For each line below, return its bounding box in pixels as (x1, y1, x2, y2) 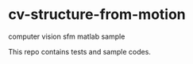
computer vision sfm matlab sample (8, 32, 125, 41)
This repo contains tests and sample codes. (8, 47, 151, 56)
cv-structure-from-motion (8, 6, 187, 24)
